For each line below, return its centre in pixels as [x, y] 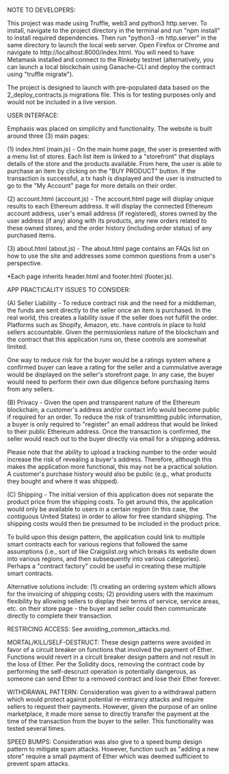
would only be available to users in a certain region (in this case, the [103, 509]
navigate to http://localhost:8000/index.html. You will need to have [101, 52]
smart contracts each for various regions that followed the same [97, 544]
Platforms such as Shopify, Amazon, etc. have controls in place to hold [107, 325]
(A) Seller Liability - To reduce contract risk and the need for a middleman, [112, 303]
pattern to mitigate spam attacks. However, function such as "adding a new [113, 749]
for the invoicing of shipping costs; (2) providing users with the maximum [110, 594]
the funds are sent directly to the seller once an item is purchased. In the [109, 310]
